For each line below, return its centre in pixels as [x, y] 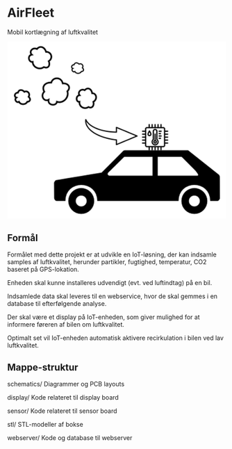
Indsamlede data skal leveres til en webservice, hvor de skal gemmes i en [112, 296]
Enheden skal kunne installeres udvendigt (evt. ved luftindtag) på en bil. [110, 283]
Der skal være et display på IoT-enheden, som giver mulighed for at [103, 317]
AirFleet [31, 13]
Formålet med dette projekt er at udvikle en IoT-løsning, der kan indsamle [112, 254]
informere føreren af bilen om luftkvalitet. [66, 325]
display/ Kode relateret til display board [63, 398]
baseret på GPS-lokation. [43, 270]
